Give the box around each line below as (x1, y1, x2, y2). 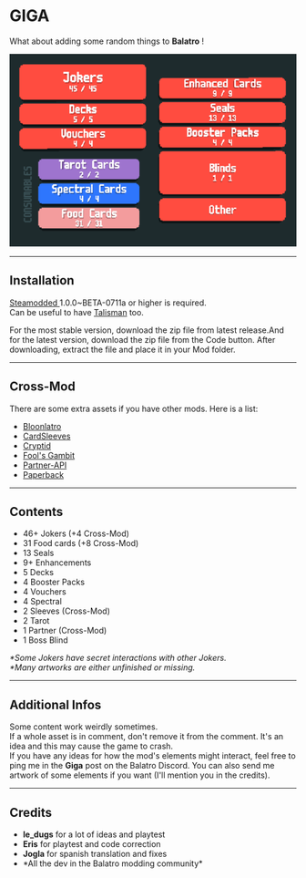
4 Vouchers (22, 586, 66, 597)
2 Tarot (22, 615, 50, 626)
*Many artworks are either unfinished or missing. (9, 662, 196, 673)
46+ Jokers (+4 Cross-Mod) (22, 528, 130, 539)
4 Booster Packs (22, 576, 85, 588)
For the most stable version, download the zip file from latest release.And (9, 325, 285, 336)
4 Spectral (22, 596, 62, 607)
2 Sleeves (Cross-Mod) (22, 605, 111, 616)
